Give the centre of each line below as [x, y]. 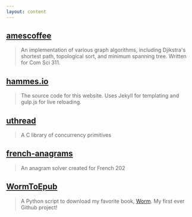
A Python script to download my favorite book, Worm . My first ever [103, 201]
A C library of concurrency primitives [66, 135]
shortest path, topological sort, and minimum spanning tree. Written [103, 56]
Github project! [39, 207]
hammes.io [27, 81]
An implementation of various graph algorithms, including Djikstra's [103, 50]
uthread [21, 120]
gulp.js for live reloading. [51, 102]
